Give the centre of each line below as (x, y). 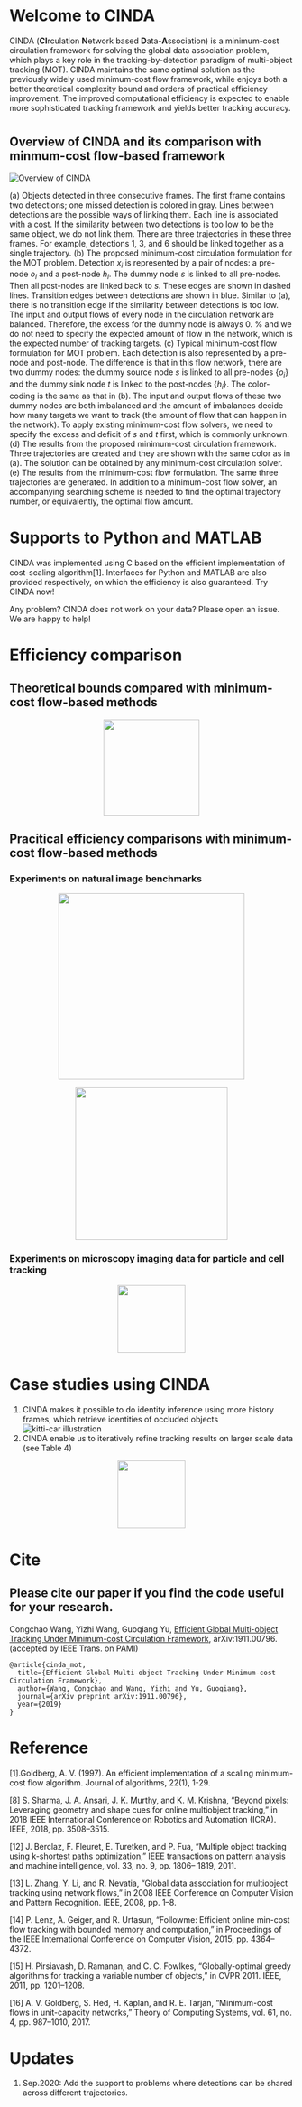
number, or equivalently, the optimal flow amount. (101, 501)
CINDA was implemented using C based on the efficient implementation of (147, 563)
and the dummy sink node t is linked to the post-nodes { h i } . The (128, 385)
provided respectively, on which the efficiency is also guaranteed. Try (139, 582)
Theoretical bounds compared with (110, 689)
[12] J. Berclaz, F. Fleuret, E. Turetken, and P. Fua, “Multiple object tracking (148, 1846)
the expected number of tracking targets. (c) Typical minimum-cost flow (143, 343)
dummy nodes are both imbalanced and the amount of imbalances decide (146, 405)
